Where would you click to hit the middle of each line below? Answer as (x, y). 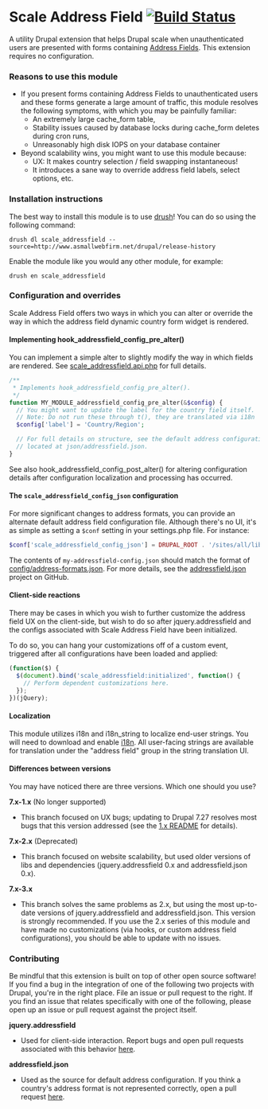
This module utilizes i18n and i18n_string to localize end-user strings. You (129, 733)
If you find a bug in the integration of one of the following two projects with (132, 984)
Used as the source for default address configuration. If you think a (130, 1080)
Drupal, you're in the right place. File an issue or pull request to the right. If (131, 993)
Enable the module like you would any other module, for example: (116, 261)
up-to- (247, 904)
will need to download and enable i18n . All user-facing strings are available (131, 742)
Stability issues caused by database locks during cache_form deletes (146, 128)
